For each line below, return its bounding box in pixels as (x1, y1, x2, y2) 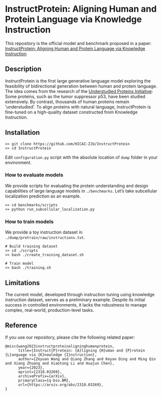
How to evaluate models (5, 172, 63, 178)
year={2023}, (18, 365, 45, 370)
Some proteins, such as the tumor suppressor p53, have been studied (5, 93, 145, 99)
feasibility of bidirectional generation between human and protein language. (5, 83, 158, 89)
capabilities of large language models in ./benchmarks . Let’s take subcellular (5, 188, 158, 194)
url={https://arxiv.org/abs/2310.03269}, (18, 382, 104, 387)
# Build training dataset (5, 244, 58, 249)
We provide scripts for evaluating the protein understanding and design (5, 182, 149, 189)
